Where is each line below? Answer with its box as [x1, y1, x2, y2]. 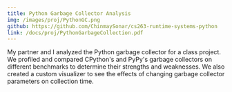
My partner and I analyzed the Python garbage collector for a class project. [7, 48, 221, 56]
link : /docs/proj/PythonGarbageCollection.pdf [7, 29, 144, 36]
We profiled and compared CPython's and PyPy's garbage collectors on [7, 56, 213, 64]
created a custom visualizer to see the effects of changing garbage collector [7, 70, 225, 78]
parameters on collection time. [7, 77, 95, 86]
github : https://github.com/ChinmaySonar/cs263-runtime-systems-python [7, 23, 217, 30]
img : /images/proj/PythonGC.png [7, 16, 100, 23]
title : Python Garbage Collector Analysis [7, 10, 131, 17]
